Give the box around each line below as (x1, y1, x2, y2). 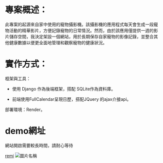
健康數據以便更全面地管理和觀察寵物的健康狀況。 (9, 39, 107, 45)
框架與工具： (5, 75, 31, 81)
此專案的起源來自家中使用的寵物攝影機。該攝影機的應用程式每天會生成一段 (5, 21, 154, 27)
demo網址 (5, 126, 46, 137)
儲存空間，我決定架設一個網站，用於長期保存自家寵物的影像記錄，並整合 (9, 34, 154, 39)
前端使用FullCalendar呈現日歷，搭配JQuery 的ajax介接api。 (12, 96, 131, 102)
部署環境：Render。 (5, 107, 45, 112)
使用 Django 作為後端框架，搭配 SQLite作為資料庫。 (12, 86, 115, 91)
